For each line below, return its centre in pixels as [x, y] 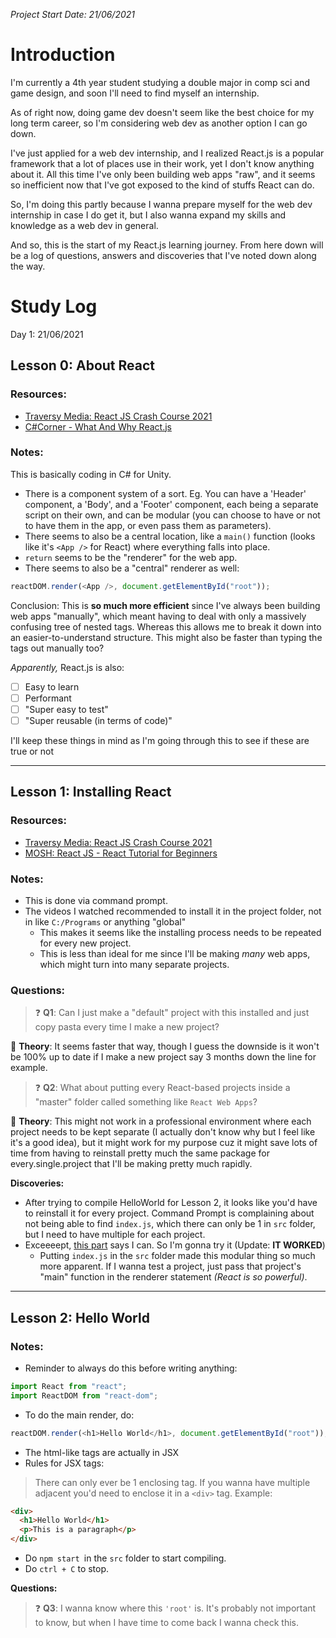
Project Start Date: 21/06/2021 [73, 14]
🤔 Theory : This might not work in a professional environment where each [161, 1121]
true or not [32, 751]
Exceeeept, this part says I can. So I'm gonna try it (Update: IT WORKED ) [175, 1245]
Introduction [63, 55]
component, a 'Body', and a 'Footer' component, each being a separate [171, 504]
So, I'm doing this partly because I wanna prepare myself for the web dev [161, 204]
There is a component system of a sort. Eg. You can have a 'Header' [165, 493]
